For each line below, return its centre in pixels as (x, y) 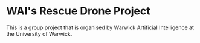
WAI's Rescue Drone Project (78, 11)
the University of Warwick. (39, 33)
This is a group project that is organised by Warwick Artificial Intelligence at (100, 27)
